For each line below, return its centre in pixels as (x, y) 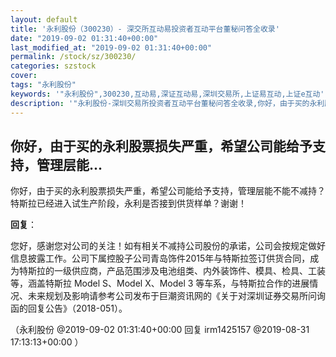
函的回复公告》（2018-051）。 (69, 308)
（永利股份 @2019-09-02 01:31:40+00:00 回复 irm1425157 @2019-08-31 (160, 330)
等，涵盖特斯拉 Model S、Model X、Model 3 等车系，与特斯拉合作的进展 (160, 283)
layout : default (44, 19)
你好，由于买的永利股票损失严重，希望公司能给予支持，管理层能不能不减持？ (168, 191)
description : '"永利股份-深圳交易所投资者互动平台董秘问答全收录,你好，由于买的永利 (167, 103)
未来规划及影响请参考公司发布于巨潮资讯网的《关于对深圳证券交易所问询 (176, 296)
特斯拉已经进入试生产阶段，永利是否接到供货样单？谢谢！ (128, 203)
